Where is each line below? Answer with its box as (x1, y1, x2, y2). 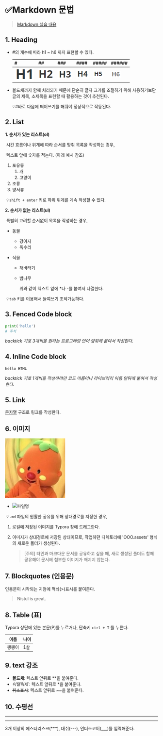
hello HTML (5, 366, 27, 371)
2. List (5, 118, 24, 126)
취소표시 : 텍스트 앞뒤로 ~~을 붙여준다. (12, 687, 84, 693)
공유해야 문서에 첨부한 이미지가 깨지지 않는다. (24, 556, 110, 562)
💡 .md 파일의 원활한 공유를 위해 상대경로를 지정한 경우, (6, 513, 108, 519)
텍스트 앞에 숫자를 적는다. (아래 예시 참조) (6, 152, 84, 158)
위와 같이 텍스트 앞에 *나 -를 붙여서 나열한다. (19, 285, 104, 291)
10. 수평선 (5, 703, 33, 711)
